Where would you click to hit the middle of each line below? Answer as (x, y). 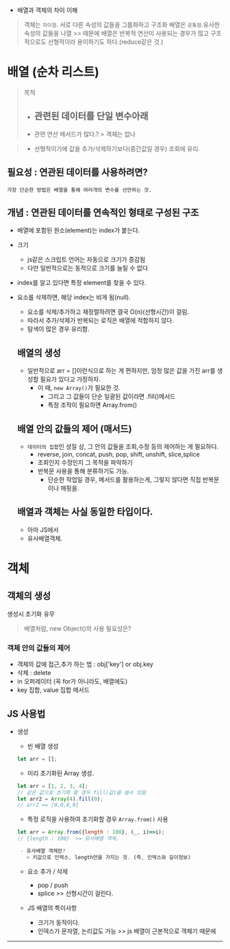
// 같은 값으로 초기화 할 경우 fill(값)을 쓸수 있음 (81, 792)
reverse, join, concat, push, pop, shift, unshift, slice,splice (118, 454)
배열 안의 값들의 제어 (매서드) (74, 429)
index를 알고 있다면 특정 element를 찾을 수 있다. (81, 283)
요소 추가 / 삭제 (48, 871)
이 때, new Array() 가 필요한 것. (79, 388)
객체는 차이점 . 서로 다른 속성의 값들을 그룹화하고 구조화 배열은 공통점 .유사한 (122, 25)
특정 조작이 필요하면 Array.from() (92, 405)
